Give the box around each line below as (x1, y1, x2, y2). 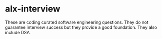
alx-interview (5, 3, 61, 14)
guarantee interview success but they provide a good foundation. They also (5, 24, 157, 30)
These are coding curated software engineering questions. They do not (5, 19, 149, 25)
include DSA (5, 29, 30, 35)
